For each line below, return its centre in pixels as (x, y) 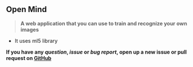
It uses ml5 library (36, 40)
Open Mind (27, 10)
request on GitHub (29, 58)
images (29, 29)
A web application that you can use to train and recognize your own (104, 23)
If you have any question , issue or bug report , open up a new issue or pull (96, 52)
